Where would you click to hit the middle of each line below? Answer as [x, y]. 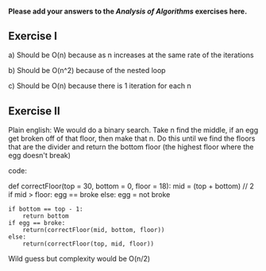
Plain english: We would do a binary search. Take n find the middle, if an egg [133, 130]
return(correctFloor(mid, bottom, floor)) [94, 230]
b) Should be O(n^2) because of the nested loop [87, 71]
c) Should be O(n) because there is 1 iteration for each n [100, 86]
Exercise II [35, 111]
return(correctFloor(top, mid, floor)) [89, 244]
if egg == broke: [37, 223]
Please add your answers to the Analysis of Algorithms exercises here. [128, 11]
